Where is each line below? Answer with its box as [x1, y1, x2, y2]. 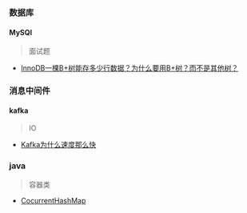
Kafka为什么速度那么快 [20, 140, 97, 150]
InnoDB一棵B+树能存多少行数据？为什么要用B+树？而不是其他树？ [20, 63, 239, 73]
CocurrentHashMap [20, 195, 86, 205]
